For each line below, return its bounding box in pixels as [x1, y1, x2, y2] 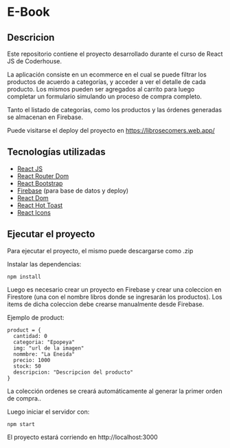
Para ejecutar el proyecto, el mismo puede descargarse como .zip [7, 246, 194, 255]
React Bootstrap [16, 179, 63, 187]
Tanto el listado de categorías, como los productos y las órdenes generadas [7, 106, 222, 114]
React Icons [16, 208, 51, 217]
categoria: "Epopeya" [13, 339, 76, 345]
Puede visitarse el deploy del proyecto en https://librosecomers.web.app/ [7, 127, 215, 134]
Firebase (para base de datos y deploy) [16, 186, 129, 195]
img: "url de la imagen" [13, 345, 84, 352]
